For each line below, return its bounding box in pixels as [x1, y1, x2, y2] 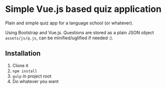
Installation [5, 49, 41, 58]
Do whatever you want [12, 78, 59, 84]
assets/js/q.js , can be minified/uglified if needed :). [5, 35, 113, 41]
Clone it [12, 62, 29, 68]
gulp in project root [12, 73, 52, 79]
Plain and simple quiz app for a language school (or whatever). [5, 20, 133, 26]
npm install [12, 69, 37, 74]
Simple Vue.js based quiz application [5, 3, 162, 15]
